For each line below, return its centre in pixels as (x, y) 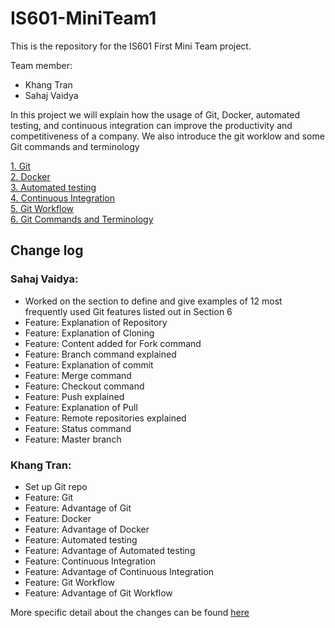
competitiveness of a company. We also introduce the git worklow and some (167, 136)
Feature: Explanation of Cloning (89, 333)
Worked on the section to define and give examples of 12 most (153, 301)
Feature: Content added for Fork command (113, 343)
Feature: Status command (78, 428)
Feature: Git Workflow (69, 582)
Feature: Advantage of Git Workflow (98, 593)
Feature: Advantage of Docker (87, 529)
